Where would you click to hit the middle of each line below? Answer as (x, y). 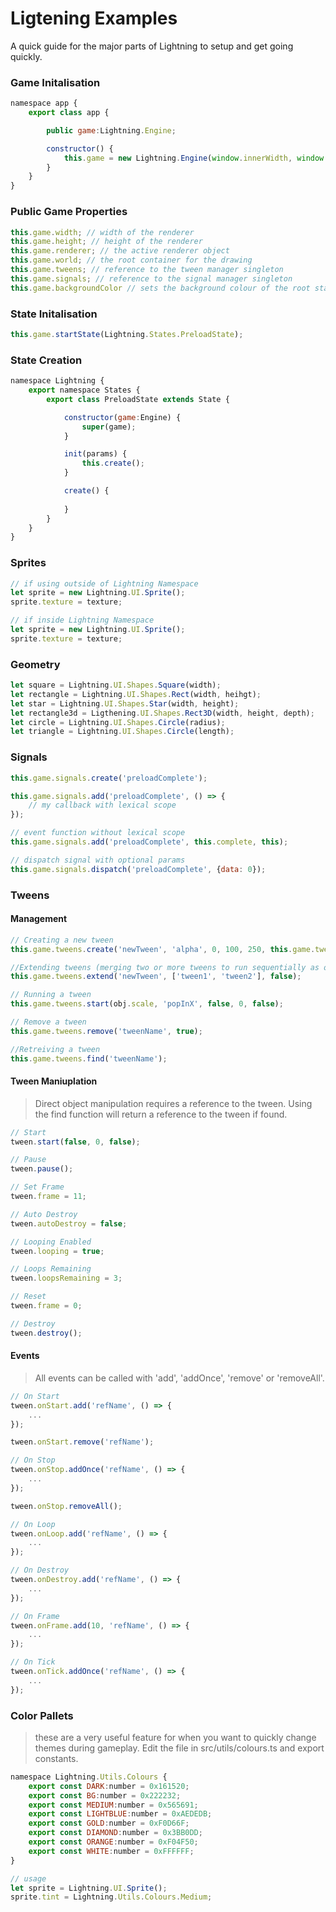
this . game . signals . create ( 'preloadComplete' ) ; (109, 778)
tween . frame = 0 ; (46, 1306)
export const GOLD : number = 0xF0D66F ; (109, 1823)
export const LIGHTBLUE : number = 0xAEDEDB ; (120, 1814)
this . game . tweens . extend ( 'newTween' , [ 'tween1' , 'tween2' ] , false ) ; (156, 977)
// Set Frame (37, 1187)
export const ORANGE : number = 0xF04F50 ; (113, 1842)
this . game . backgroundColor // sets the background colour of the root (160, 288)
